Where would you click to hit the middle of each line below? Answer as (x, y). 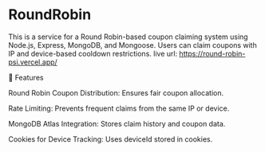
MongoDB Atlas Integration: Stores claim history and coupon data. (117, 123)
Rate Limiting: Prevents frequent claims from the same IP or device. (119, 108)
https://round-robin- (212, 53)
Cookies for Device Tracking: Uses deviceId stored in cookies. (111, 139)
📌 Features (26, 77)
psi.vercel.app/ (33, 62)
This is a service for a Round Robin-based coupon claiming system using (129, 37)
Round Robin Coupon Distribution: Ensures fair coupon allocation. (116, 92)
